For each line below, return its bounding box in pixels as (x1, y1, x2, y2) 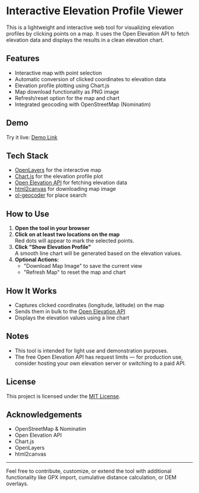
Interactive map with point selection (14, 69, 102, 76)
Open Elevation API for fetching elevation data (14, 179, 127, 186)
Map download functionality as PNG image (14, 88, 120, 95)
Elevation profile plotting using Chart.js (14, 82, 110, 89)
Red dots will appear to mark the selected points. (14, 237, 134, 244)
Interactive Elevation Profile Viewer (6, 4, 184, 18)
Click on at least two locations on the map (14, 231, 120, 238)
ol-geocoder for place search (14, 191, 87, 199)
